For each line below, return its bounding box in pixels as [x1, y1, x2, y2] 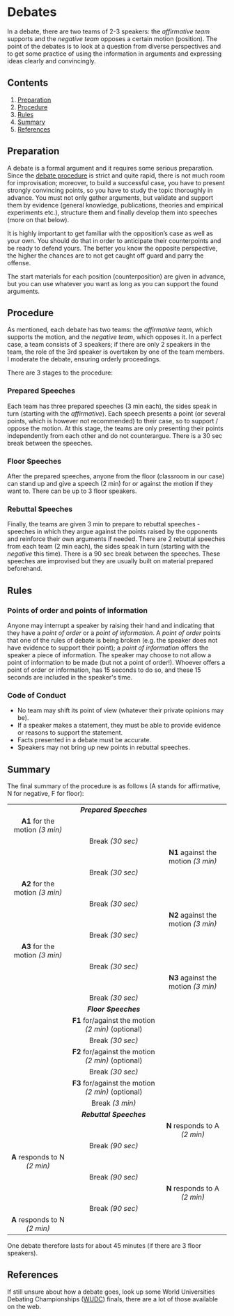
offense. [7, 258, 31, 267]
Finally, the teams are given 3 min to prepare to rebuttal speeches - [7, 520, 201, 528]
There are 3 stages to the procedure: [7, 368, 114, 377]
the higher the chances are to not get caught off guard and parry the [7, 251, 204, 260]
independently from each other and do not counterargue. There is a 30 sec [7, 431, 223, 439]
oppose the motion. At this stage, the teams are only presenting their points [7, 424, 224, 432]
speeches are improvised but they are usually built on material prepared [7, 557, 214, 565]
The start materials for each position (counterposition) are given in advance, [7, 272, 226, 281]
